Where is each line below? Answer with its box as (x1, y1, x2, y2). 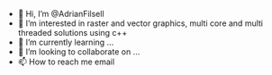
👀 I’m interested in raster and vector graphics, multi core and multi (17, 18, 264, 29)
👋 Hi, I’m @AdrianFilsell (17, 9, 105, 19)
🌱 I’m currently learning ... (17, 37, 114, 47)
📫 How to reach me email (17, 56, 115, 67)
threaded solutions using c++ (17, 28, 128, 37)
